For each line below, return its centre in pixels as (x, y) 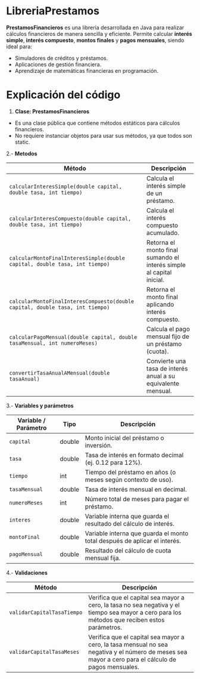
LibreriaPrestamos (53, 11)
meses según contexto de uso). (129, 480)
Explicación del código (63, 95)
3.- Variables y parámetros (40, 405)
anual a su (161, 376)
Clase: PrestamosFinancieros (52, 111)
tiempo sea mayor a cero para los (135, 612)
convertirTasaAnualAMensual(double (60, 373)
